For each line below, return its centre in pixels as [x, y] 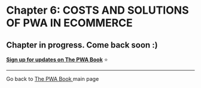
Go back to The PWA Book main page [53, 79]
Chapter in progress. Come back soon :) [82, 45]
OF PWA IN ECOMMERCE [69, 23]
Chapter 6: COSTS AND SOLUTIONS [98, 10]
